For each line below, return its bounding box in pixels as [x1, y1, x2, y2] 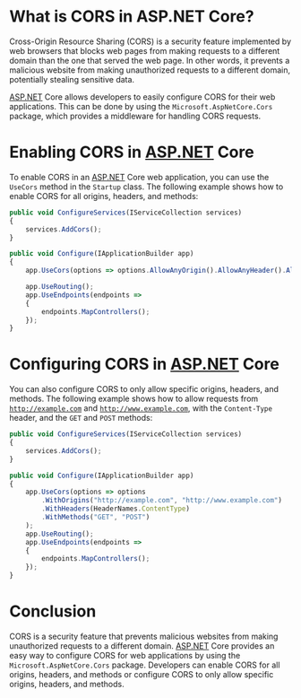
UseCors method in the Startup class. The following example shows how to [9, 181, 284, 192]
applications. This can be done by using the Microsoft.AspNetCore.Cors [9, 100, 273, 111]
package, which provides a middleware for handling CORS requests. [9, 110, 262, 121]
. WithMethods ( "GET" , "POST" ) [41, 513, 150, 522]
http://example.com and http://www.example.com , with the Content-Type [9, 403, 273, 414]
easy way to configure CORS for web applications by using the [9, 650, 241, 660]
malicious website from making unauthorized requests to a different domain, [9, 65, 291, 75]
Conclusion [9, 601, 97, 622]
